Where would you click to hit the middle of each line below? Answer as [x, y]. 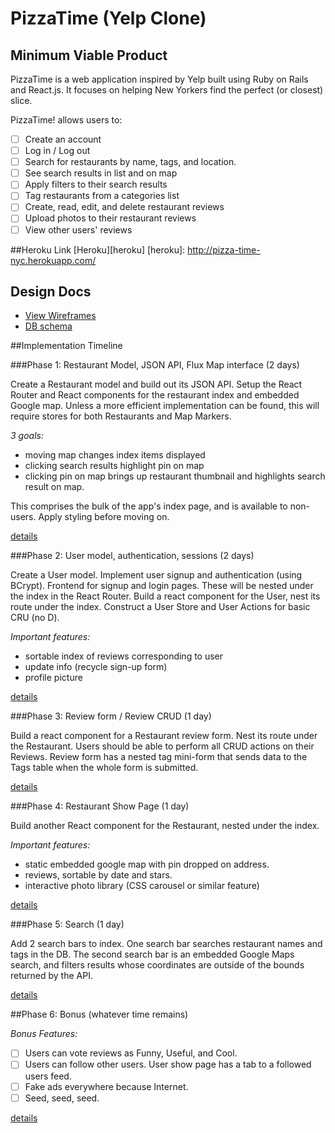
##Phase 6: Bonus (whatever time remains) [99, 1014]
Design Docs [51, 291]
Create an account [63, 139]
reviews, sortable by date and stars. [98, 875]
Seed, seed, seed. [62, 1098]
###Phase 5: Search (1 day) [67, 924]
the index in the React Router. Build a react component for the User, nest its [165, 596]
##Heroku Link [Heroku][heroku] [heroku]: [98, 249]
